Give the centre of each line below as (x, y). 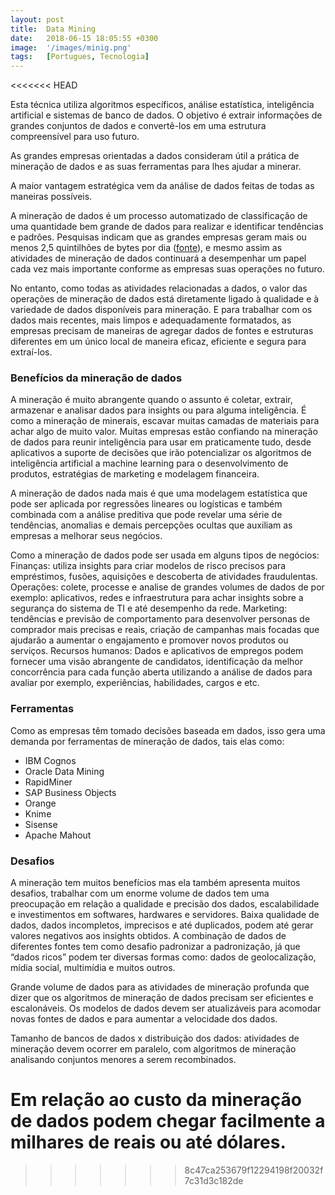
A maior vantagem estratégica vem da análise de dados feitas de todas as (162, 186)
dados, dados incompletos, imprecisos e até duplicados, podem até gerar (162, 925)
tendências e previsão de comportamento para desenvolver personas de (160, 619)
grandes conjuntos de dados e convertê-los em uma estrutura (138, 126)
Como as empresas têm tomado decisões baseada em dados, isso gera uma (168, 730)
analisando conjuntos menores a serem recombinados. (123, 1060)
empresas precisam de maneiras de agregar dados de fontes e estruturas (162, 331)
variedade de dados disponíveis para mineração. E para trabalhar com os (161, 310)
